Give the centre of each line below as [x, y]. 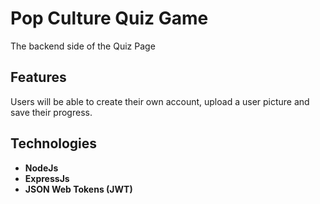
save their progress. [51, 112]
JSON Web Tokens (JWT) [78, 189]
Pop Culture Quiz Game [109, 18]
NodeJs [41, 168]
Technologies [54, 143]
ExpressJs [47, 178]
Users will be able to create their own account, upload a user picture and [160, 101]
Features [38, 77]
